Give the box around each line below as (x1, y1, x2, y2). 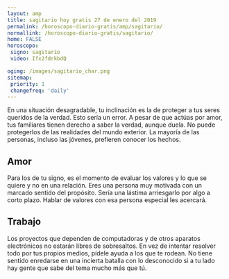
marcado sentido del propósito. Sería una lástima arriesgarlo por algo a (7, 188, 210, 197)
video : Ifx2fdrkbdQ (10, 55, 67, 62)
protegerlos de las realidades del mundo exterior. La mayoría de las (7, 128, 200, 136)
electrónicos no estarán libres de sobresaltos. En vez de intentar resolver (7, 242, 217, 250)
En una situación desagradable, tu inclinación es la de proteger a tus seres (7, 106, 221, 114)
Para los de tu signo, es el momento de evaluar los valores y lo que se (7, 174, 207, 182)
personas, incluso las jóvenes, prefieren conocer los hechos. (7, 136, 181, 144)
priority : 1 (10, 80, 45, 87)
